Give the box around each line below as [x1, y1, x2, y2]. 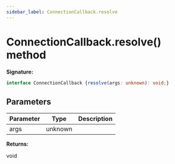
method [6, 48, 47, 61]
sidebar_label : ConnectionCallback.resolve [6, 9, 118, 15]
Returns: [6, 140, 29, 148]
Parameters [6, 97, 51, 107]
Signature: [6, 68, 33, 75]
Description [78, 115, 113, 123]
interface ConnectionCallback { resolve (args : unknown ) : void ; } [6, 80, 170, 86]
